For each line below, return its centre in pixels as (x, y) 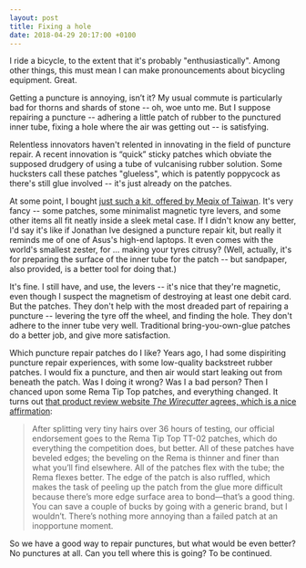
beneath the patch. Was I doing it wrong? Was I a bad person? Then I (139, 382)
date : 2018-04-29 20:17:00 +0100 (73, 35)
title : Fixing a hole (51, 26)
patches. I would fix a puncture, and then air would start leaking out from (146, 373)
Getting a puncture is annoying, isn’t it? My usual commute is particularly (146, 98)
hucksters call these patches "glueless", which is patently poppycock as (145, 174)
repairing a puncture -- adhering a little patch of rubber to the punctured (145, 117)
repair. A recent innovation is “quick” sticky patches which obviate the (141, 154)
